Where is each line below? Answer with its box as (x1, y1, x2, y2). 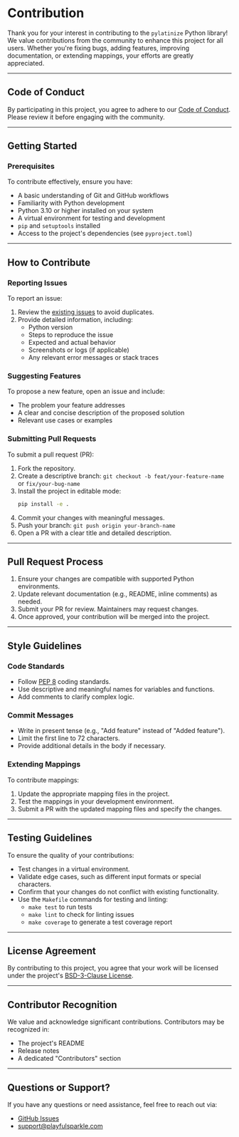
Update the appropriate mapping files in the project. (17, 789, 170, 798)
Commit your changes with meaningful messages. (17, 513, 165, 521)
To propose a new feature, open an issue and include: (7, 387, 165, 396)
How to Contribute (7, 256, 91, 269)
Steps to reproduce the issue (28, 331, 114, 339)
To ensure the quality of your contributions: (7, 851, 134, 859)
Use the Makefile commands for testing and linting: (17, 895, 169, 903)
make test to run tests (28, 903, 92, 911)
